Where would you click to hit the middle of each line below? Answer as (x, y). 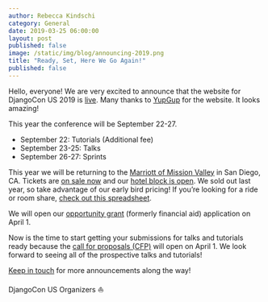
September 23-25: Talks (60, 148)
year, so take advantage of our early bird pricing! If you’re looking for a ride (133, 189)
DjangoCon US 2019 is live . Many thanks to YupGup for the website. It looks (134, 99)
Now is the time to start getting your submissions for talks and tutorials (126, 238)
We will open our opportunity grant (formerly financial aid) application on (130, 213)
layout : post (30, 38)
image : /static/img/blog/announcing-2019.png (86, 53)
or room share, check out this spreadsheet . (80, 197)
